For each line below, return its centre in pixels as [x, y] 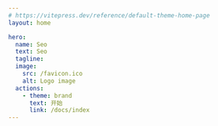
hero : [17, 37]
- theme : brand [47, 95]
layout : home [30, 23]
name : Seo [31, 44]
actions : [30, 88]
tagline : [30, 59]
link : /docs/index [59, 110]
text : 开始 [46, 103]
